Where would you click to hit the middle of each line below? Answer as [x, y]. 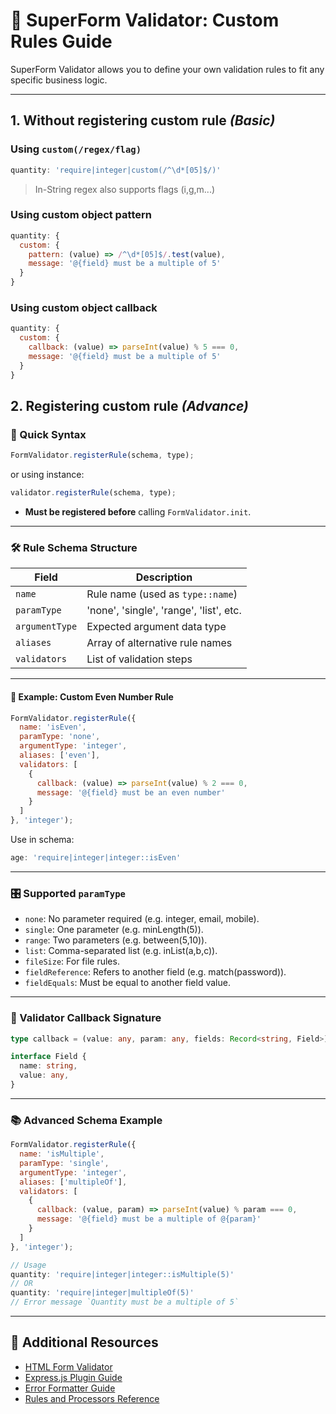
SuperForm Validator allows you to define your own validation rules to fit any [167, 69]
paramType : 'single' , [64, 1163]
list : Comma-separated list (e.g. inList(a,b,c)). [121, 951]
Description [164, 577]
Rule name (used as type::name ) [162, 594]
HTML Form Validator [68, 1366]
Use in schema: [42, 840]
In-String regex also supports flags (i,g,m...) [125, 189]
